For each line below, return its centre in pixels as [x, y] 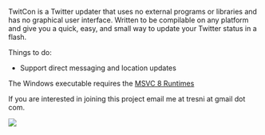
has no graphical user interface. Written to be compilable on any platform [129, 20]
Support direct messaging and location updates [98, 68]
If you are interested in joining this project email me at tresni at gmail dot [127, 99]
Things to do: [30, 52]
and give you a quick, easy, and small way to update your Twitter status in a [132, 28]
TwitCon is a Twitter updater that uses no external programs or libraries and [133, 12]
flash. [18, 37]
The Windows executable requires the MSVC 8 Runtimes [101, 83]
